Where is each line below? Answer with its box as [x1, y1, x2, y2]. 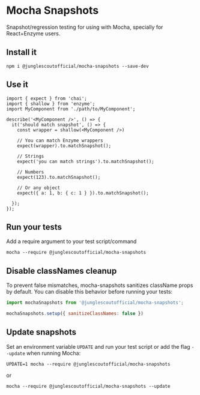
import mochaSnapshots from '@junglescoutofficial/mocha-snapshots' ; [6, 300, 184, 306]
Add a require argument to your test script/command [6, 238, 137, 245]
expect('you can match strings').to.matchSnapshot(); [17, 158, 154, 164]
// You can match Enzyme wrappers [17, 137, 103, 143]
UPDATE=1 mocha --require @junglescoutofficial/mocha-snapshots [6, 361, 171, 367]
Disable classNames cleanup [6, 265, 117, 276]
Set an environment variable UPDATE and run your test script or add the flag [6, 343, 190, 350]
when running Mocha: [26, 349, 81, 357]
